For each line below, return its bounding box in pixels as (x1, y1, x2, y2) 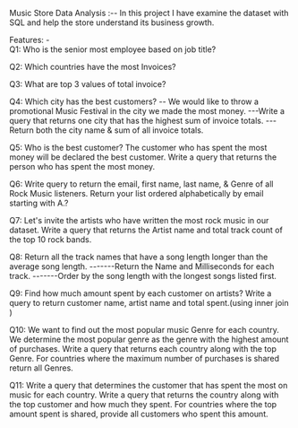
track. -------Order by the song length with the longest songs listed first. (9, 271, 277, 281)
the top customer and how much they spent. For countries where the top (9, 399, 277, 409)
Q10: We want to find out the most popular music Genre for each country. (9, 325, 279, 335)
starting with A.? (9, 197, 69, 208)
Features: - (9, 35, 50, 45)
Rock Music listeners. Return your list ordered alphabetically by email (9, 188, 264, 198)
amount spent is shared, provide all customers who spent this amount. (9, 408, 268, 419)
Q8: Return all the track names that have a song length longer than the (9, 251, 268, 262)
